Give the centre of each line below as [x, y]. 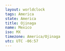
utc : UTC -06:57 [22, 41]
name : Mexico [18, 28]
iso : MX [13, 32]
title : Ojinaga [21, 23]
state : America [21, 18]
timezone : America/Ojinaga [33, 37]
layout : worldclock [25, 9]
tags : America [20, 14]
